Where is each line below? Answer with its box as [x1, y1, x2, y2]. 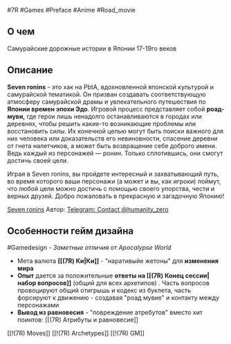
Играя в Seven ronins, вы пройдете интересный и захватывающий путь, [7, 170, 219, 178]
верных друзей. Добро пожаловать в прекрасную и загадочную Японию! [7, 192, 225, 200]
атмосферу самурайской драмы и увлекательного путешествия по [7, 97, 206, 106]
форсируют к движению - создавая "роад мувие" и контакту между [17, 293, 220, 302]
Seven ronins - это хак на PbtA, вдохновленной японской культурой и [7, 82, 214, 91]
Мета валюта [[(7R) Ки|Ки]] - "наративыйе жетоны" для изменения [17, 257, 219, 265]
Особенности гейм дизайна [7, 225, 133, 237]
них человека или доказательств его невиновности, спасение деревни [7, 134, 218, 143]
